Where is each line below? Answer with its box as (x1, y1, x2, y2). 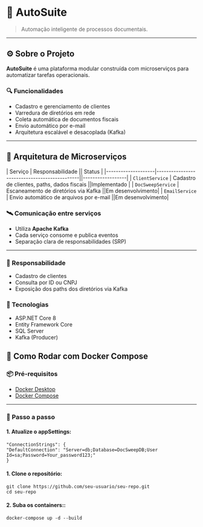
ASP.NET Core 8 (14, 314, 56, 322)
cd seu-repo (6, 489, 36, 495)
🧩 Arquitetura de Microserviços (6, 151, 127, 162)
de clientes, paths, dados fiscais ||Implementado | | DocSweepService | (6, 181, 179, 188)
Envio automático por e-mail (14, 122, 86, 130)
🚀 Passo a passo (6, 413, 56, 422)
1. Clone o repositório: (6, 470, 62, 477)
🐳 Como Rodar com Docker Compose (6, 351, 149, 362)
